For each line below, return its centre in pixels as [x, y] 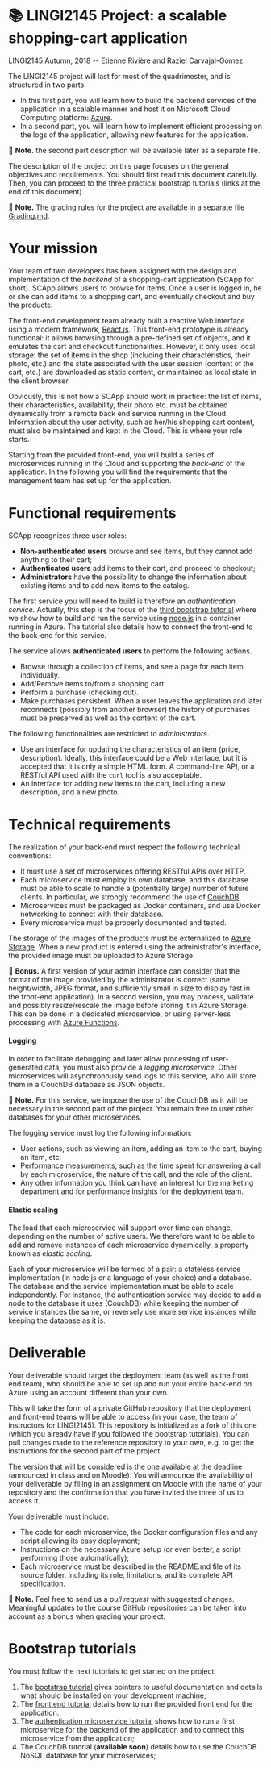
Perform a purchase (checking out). [79, 692]
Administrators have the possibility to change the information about [133, 577]
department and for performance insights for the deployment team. [131, 1191]
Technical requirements [90, 824]
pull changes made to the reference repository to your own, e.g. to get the [131, 1443]
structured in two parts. [47, 85]
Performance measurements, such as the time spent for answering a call [141, 1165]
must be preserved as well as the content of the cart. [108, 718]
